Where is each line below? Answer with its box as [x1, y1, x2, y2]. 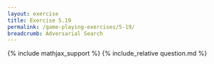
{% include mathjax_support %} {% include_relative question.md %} [7, 49, 208, 58]
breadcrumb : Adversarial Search [7, 30, 103, 37]
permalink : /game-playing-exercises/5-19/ [7, 23, 135, 30]
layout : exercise [7, 10, 59, 18]
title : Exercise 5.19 [7, 17, 72, 24]
